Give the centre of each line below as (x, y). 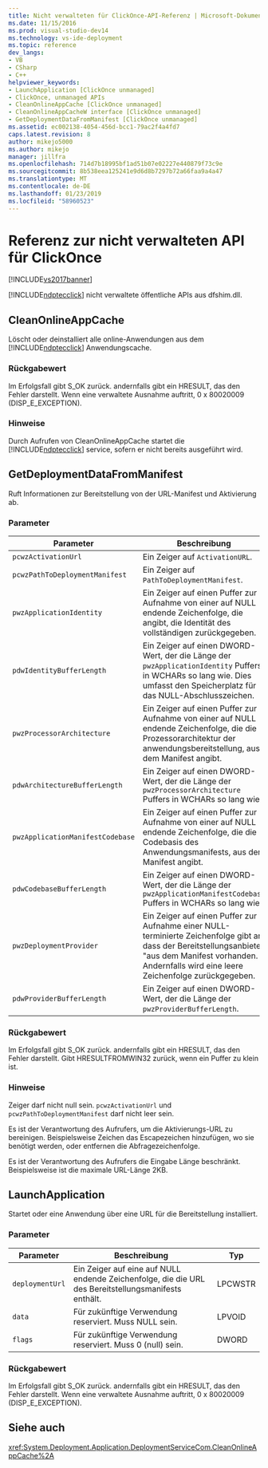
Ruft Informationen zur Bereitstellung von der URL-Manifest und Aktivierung (132, 493)
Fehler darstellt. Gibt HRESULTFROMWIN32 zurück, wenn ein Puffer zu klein (134, 1059)
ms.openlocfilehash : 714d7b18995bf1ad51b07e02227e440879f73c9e (116, 164)
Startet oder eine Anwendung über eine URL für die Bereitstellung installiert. (133, 1214)
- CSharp (23, 68)
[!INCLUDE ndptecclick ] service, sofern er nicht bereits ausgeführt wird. (126, 449)
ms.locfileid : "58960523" (51, 201)
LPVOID (231, 1316)
